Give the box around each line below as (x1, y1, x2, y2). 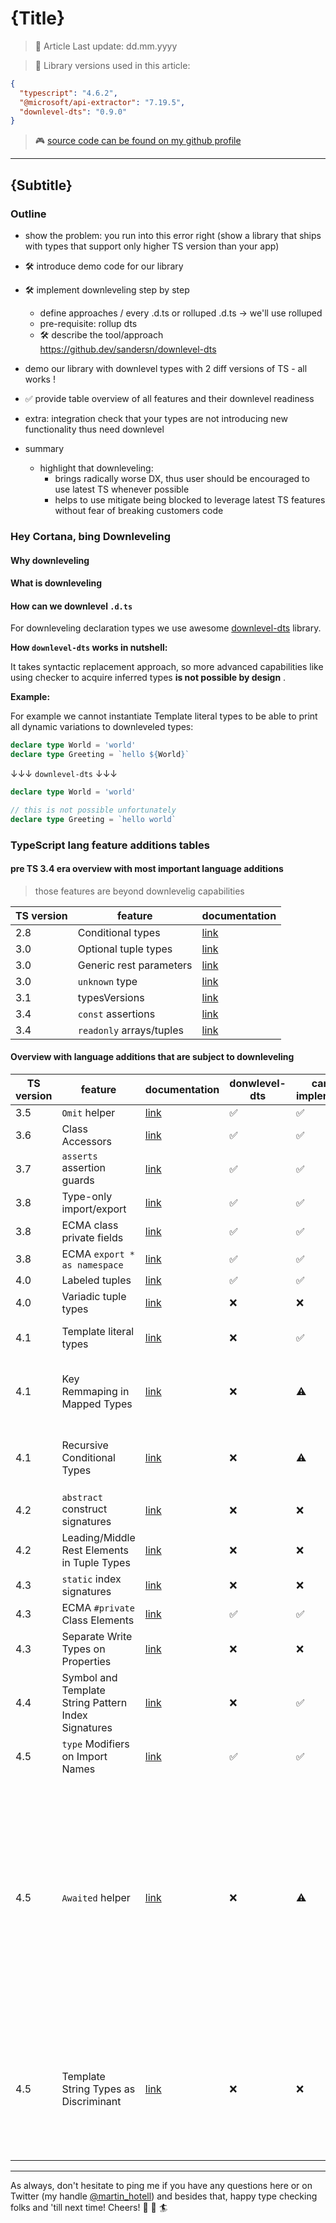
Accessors (61, 1135, 113, 1149)
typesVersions (77, 990, 145, 1004)
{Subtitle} (10, 177, 73, 194)
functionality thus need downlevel (24, 423, 165, 435)
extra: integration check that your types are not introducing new (24, 413, 288, 424)
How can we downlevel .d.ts (10, 600, 133, 612)
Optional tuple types (77, 942, 173, 956)
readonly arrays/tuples (77, 1023, 184, 1037)
